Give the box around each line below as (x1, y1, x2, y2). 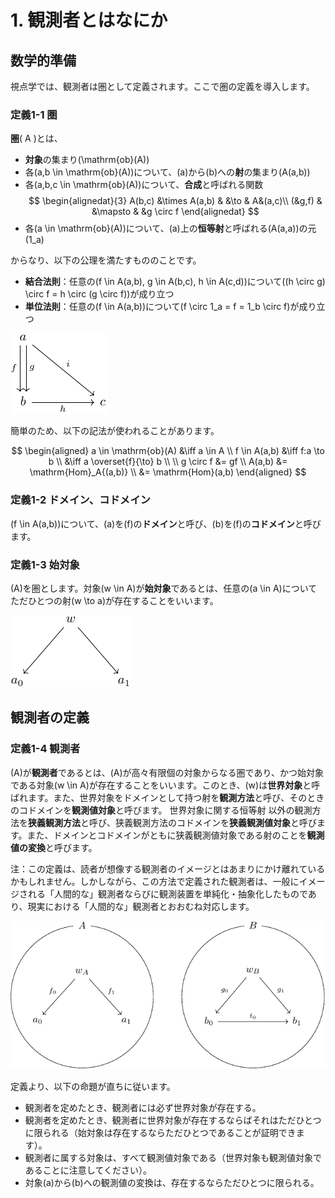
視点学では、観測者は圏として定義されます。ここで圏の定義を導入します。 (10, 81, 315, 92)
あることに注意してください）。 (24, 1164, 152, 1176)
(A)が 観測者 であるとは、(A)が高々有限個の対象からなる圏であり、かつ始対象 (10, 766, 324, 778)
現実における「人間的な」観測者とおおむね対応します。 (27, 900, 255, 912)
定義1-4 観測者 (10, 742, 81, 756)
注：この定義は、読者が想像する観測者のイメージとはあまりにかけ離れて (10, 862, 308, 875)
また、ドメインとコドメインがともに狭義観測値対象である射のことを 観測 (26, 829, 325, 841)
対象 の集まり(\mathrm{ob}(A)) (24, 154, 150, 166)
